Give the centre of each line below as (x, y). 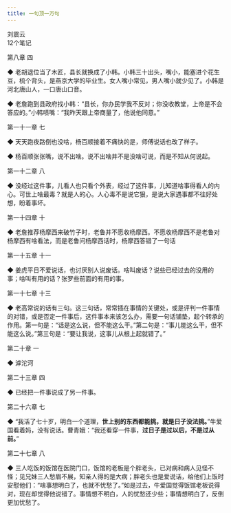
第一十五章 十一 (29, 255)
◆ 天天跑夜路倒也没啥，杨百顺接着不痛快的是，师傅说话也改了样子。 (104, 141)
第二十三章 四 (26, 377)
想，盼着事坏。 (28, 202)
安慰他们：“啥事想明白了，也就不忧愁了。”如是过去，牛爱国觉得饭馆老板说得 (114, 485)
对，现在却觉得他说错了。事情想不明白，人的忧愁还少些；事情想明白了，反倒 (115, 494)
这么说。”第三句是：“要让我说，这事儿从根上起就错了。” (89, 333)
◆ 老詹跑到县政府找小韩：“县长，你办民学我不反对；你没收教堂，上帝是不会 (115, 103)
